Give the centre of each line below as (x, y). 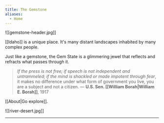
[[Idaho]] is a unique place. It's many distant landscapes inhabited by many (81, 42)
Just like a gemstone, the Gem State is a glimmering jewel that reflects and (80, 57)
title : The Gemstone (26, 10)
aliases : (14, 14)
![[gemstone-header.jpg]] (31, 33)
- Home (16, 19)
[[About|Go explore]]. (27, 102)
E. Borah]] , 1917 (33, 92)
